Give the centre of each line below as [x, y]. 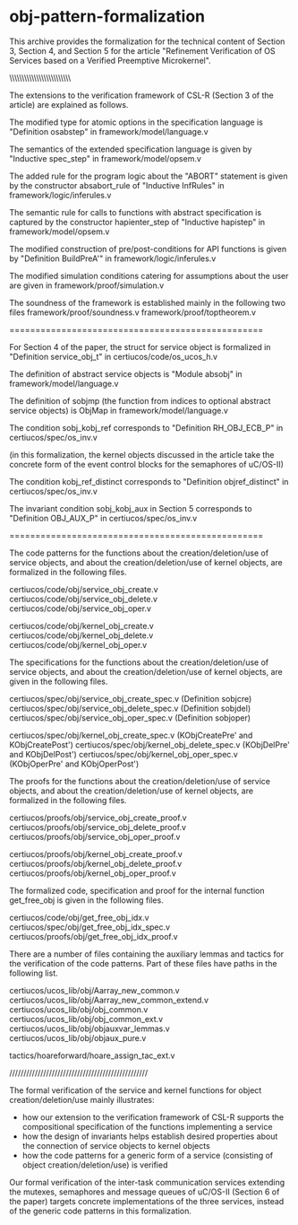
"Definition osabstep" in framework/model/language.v [109, 131]
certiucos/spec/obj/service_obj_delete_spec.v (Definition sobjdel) [130, 708]
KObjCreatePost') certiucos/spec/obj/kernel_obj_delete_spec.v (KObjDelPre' [150, 744]
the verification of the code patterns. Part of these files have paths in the [143, 963]
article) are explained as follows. [69, 104]
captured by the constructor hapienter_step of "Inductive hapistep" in [137, 222]
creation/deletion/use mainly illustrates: [82, 1099]
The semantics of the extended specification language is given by [131, 149]
